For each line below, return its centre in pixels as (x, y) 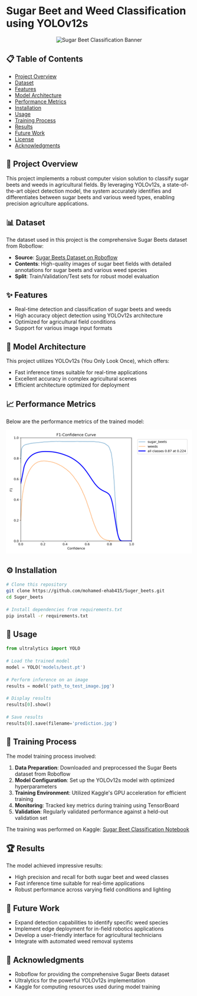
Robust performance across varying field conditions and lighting (93, 890)
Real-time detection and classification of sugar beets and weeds (93, 309)
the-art (15, 191)
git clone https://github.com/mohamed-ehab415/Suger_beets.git (86, 591)
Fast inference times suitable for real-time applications (81, 372)
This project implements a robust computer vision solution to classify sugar (97, 178)
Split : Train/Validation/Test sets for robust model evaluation (87, 277)
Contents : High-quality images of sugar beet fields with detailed (93, 264)
